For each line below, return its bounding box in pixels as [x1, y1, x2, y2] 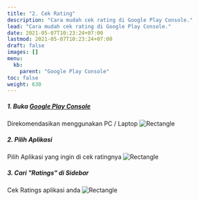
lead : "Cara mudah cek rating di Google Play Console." [7, 23, 171, 30]
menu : [7, 55, 23, 62]
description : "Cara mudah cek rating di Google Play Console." [7, 17, 193, 23]
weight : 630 [7, 81, 41, 88]
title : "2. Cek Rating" [7, 10, 76, 17]
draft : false [7, 42, 45, 49]
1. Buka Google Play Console [7, 102, 91, 111]
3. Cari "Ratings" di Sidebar [7, 169, 89, 177]
